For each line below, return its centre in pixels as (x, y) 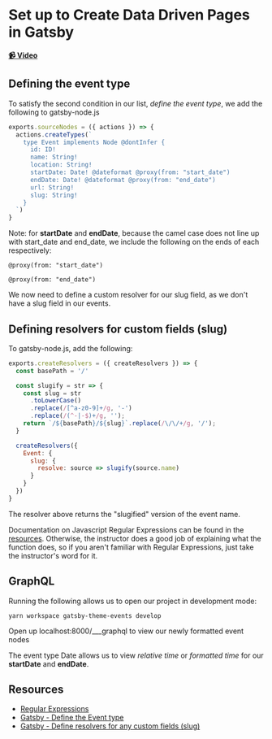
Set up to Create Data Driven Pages (129, 15)
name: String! (54, 157)
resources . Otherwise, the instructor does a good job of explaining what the (135, 538)
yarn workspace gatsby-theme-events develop (85, 615)
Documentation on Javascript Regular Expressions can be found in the (126, 529)
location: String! (61, 165)
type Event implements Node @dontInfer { (94, 142)
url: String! (52, 187)
